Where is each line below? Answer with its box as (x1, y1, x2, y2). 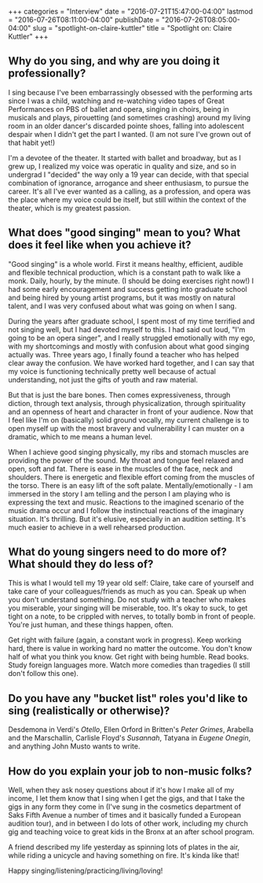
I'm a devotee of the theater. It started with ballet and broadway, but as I (8, 153, 242, 162)
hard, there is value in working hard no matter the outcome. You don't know (8, 644, 253, 653)
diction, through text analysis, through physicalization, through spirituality (8, 398, 246, 408)
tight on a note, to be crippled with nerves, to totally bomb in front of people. (8, 611, 256, 621)
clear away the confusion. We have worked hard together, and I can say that (8, 358, 255, 368)
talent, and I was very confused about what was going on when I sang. (8, 301, 237, 310)
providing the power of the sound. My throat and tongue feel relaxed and (8, 456, 243, 465)
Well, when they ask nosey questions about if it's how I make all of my (8, 785, 235, 795)
